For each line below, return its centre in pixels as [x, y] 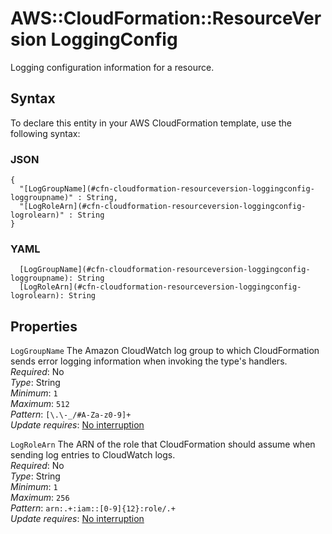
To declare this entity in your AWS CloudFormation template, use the [151, 123]
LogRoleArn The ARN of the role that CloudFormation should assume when [163, 444]
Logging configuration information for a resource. [112, 67]
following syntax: [45, 133]
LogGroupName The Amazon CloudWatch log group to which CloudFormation [165, 351]
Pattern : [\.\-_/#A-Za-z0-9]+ [71, 414]
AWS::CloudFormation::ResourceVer [166, 18]
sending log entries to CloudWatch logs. [93, 455]
